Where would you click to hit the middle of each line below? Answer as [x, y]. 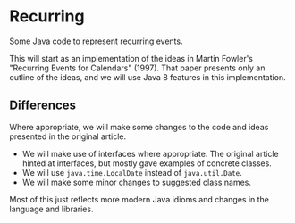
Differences [43, 106]
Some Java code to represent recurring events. [96, 41]
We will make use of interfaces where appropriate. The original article [150, 153]
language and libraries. [51, 209]
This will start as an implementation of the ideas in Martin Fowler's [131, 58]
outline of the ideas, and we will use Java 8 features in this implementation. [147, 77]
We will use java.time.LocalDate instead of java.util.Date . [132, 172]
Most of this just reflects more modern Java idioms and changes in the [139, 199]
